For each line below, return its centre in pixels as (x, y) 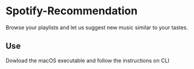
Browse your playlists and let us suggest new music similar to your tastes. (97, 27)
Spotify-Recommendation (71, 11)
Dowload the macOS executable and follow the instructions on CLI (87, 60)
